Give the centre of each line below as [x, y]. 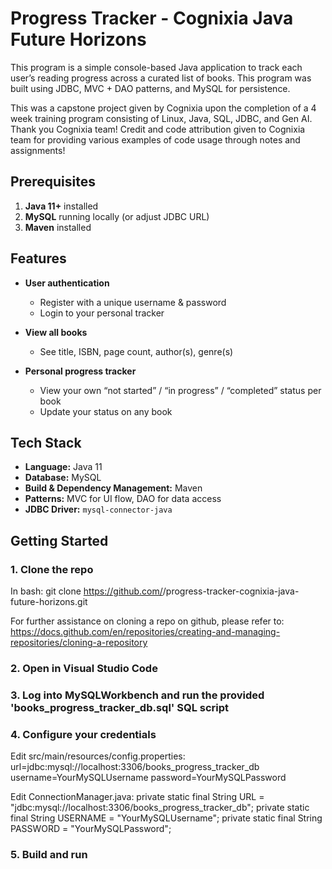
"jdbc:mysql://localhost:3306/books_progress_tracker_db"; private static [160, 808]
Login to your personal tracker [102, 313]
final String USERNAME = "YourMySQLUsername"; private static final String [166, 818]
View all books [56, 332]
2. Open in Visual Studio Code [84, 668]
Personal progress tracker [80, 371]
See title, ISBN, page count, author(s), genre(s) [136, 351]
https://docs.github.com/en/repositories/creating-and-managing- [145, 632]
